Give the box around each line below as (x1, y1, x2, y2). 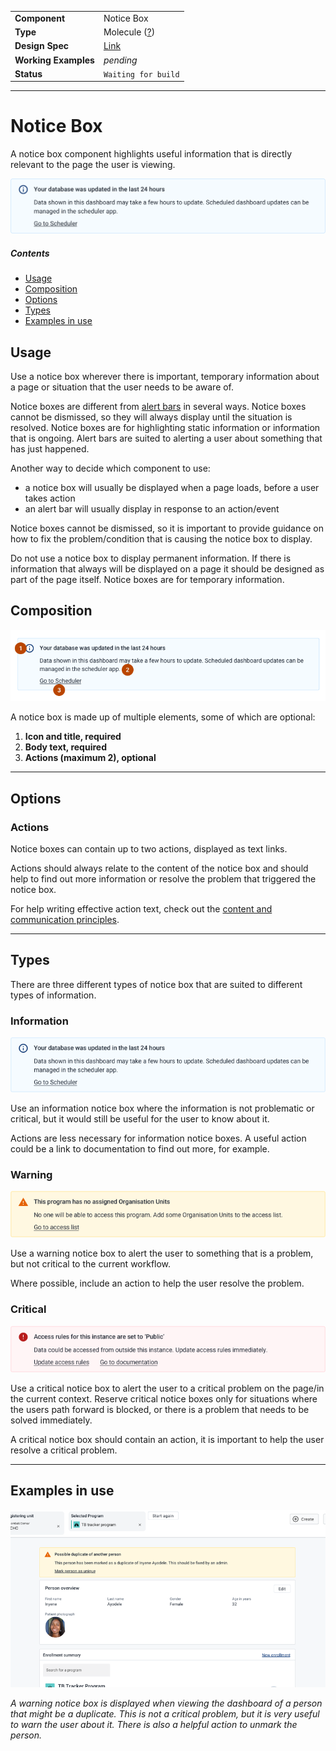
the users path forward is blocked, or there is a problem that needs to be (10, 1403, 310, 1415)
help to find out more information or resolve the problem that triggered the (10, 872, 317, 885)
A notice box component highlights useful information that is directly (10, 148, 293, 160)
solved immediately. (10, 1414, 93, 1426)
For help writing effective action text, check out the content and (10, 902, 273, 915)
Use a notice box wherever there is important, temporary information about (10, 371, 320, 383)
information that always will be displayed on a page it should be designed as (10, 563, 325, 575)
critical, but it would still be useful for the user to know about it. (10, 1113, 270, 1125)
